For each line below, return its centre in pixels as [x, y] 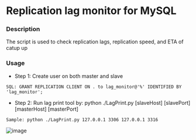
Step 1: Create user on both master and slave [69, 76]
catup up [17, 48]
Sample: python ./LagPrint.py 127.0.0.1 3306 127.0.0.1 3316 [82, 119]
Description [23, 29]
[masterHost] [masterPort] [47, 109]
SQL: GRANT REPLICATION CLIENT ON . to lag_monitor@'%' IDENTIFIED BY [94, 87]
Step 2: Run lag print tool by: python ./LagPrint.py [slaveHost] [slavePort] [102, 103]
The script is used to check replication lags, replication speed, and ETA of [95, 42]
